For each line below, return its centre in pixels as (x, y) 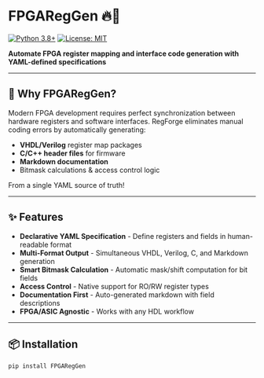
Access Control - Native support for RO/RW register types (114, 286)
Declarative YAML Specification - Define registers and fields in (123, 236)
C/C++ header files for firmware (72, 153)
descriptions (40, 303)
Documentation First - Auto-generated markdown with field (117, 295)
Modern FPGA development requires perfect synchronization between (122, 112)
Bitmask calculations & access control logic (90, 170)
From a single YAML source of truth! (66, 185)
